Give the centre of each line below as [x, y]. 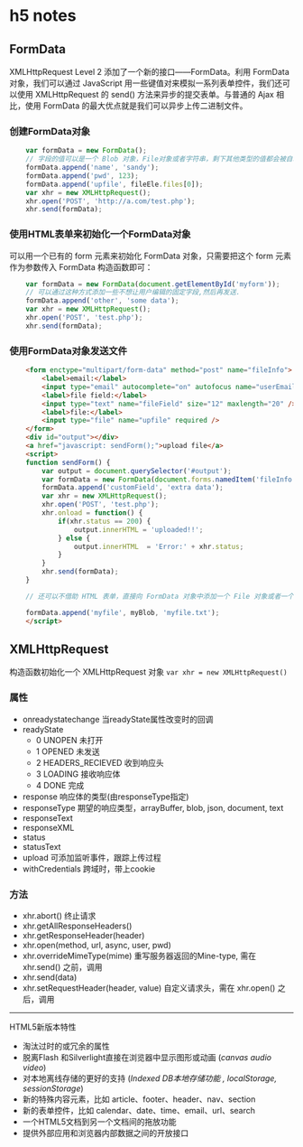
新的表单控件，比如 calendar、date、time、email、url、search [138, 1110]
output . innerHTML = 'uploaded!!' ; [138, 529]
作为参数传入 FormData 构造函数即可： [81, 266]
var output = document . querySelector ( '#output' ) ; [137, 471]
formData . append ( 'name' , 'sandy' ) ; [92, 168]
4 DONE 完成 [60, 785]
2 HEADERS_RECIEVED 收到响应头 [100, 762]
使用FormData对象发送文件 [69, 350]
